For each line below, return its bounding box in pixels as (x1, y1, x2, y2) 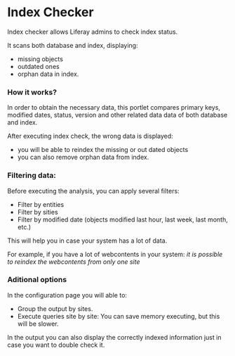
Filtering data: (7, 170, 56, 180)
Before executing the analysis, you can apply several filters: (7, 186, 180, 195)
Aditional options (7, 275, 67, 285)
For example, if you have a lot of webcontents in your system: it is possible (7, 250, 223, 258)
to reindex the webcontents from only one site (7, 258, 140, 266)
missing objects (17, 54, 63, 63)
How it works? (7, 87, 58, 97)
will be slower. (17, 319, 59, 328)
